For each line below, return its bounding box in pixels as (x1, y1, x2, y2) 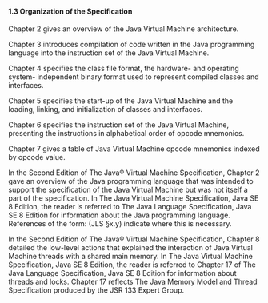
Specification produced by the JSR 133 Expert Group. (8, 285, 185, 295)
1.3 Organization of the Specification (8, 6, 133, 16)
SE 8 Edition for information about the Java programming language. (8, 210, 230, 220)
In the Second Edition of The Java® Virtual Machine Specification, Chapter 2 (8, 168, 260, 177)
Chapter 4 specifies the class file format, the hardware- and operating (8, 64, 239, 74)
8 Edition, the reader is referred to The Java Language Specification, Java (8, 202, 252, 212)
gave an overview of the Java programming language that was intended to (8, 177, 254, 186)
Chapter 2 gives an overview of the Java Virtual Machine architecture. (8, 24, 239, 34)
